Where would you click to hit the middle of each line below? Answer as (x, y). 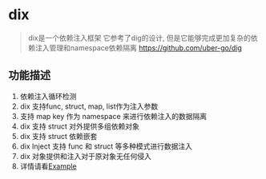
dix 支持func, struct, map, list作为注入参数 (89, 106)
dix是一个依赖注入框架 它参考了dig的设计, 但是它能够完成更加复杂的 (139, 38)
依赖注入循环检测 (48, 96)
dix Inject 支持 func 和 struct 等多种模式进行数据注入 (106, 146)
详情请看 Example (48, 166)
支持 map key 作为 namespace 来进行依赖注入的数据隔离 (113, 116)
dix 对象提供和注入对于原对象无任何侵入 (86, 156)
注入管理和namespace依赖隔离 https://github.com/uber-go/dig (139, 48)
